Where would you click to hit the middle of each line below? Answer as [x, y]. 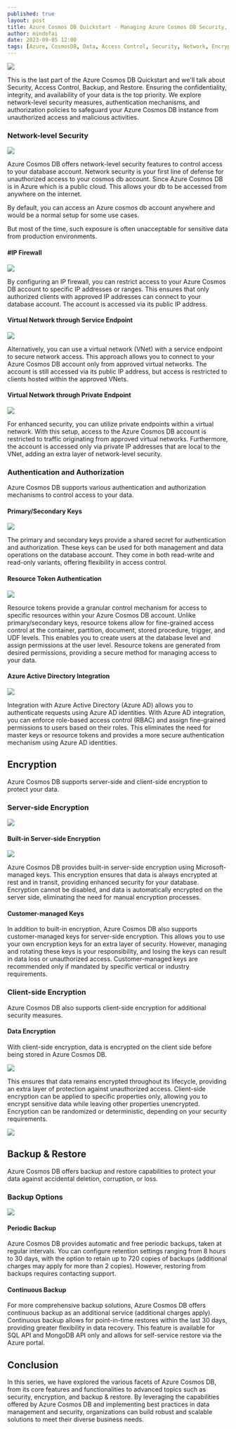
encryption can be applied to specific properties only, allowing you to [107, 1096]
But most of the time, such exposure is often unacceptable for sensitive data [118, 229]
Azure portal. [26, 1343]
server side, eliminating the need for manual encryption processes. [104, 897]
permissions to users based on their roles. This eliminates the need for [109, 728]
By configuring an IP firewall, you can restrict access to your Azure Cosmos [117, 281]
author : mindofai [33, 33]
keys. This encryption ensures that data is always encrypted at [127, 875]
